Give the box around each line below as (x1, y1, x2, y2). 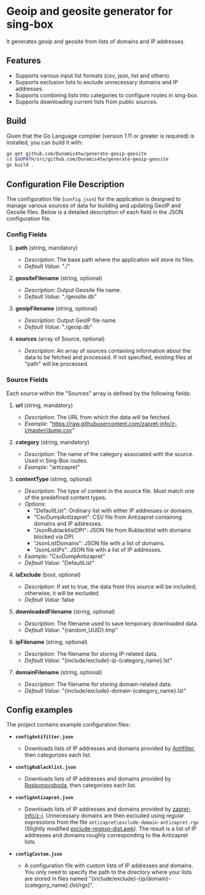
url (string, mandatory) (15, 401, 74, 409)
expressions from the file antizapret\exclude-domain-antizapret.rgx (24, 819, 199, 826)
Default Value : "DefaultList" (24, 559, 95, 566)
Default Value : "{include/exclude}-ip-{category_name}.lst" (24, 656, 172, 664)
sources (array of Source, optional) (15, 335, 106, 342)
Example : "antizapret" (24, 463, 80, 471)
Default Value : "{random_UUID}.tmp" (24, 626, 118, 634)
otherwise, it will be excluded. (24, 589, 100, 597)
